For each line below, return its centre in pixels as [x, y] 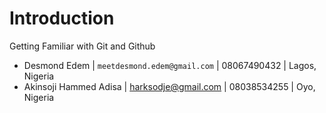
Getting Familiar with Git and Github [82, 46]
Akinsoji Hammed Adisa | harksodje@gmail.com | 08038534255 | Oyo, [169, 86]
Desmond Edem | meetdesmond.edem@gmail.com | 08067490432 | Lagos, [170, 65]
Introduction [62, 18]
